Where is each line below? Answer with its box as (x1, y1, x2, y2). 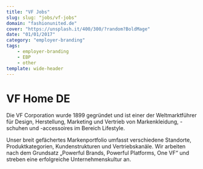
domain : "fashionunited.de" (6, 20, 78, 26)
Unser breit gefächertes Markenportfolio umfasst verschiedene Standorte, (6, 136, 192, 143)
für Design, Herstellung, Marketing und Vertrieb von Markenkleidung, (6, 118, 179, 125)
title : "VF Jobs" (6, 9, 50, 15)
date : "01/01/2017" (6, 32, 56, 38)
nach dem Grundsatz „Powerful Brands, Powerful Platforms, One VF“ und (6, 150, 190, 157)
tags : (6, 43, 20, 49)
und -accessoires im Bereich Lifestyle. (29, 125, 125, 132)
